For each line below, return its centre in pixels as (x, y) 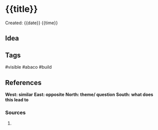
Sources (15, 112)
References (23, 83)
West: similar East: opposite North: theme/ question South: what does (79, 94)
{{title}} (22, 9)
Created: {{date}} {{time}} (32, 23)
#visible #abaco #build (29, 67)
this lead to (17, 99)
